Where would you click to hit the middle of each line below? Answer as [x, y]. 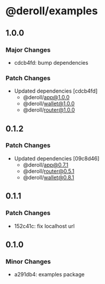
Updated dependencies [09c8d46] [57, 158]
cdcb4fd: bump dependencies [51, 62]
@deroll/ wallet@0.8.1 [49, 177]
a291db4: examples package [49, 274]
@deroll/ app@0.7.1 [46, 165]
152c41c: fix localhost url [44, 226]
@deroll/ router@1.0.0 [49, 110]
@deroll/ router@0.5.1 [49, 171]
